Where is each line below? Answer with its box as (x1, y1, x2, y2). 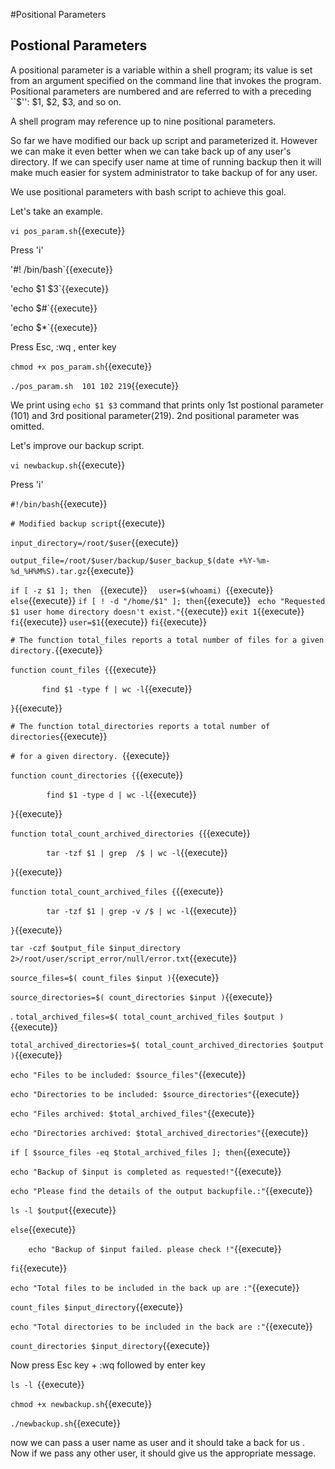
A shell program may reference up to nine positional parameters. (10, 115, 277, 127)
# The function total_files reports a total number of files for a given (10, 635, 325, 645)
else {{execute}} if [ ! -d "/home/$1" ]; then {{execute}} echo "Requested (10, 594, 326, 606)
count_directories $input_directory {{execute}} (10, 1339, 211, 1351)
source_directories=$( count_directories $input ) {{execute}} (10, 990, 273, 1003)
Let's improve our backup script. (10, 439, 145, 451)
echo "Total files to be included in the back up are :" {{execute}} (10, 1281, 300, 1293)
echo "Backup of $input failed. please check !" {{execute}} (28, 1242, 282, 1254)
